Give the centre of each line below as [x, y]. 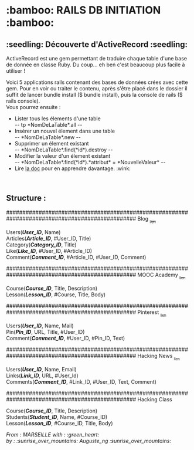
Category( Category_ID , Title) [41, 245]
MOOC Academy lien [161, 276]
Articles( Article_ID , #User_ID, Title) [49, 238]
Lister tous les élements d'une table [57, 119]
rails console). [23, 101]
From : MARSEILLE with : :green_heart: [53, 435]
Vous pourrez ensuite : [33, 107]
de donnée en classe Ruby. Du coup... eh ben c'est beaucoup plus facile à [96, 65]
